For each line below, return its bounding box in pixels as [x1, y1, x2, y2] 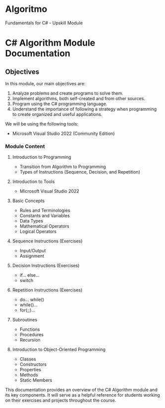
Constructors [19, 361, 47, 367]
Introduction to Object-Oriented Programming [12, 347, 106, 352]
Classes [19, 356, 36, 362]
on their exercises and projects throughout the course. [5, 398, 116, 404]
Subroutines [12, 317, 38, 323]
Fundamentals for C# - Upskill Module [5, 20, 83, 26]
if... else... [19, 272, 40, 278]
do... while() [19, 296, 45, 303]
